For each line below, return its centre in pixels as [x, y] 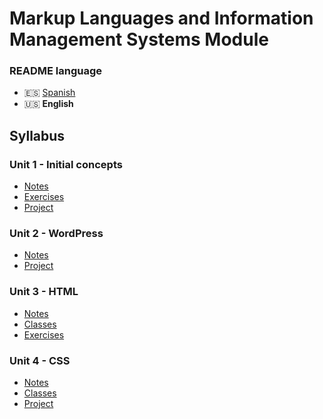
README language [55, 71]
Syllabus [37, 135]
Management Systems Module [139, 39]
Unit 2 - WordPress [56, 234]
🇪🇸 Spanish [49, 93]
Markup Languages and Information [161, 18]
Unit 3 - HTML [44, 292]
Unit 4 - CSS [40, 360]
